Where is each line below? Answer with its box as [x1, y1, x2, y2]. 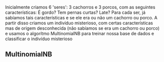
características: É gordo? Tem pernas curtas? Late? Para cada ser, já [5, 9, 146, 15]
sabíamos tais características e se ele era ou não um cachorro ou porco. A [5, 15, 158, 20]
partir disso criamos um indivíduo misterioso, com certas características [5, 20, 153, 26]
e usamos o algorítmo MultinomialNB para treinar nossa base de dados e [5, 31, 154, 36]
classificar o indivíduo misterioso [5, 36, 73, 42]
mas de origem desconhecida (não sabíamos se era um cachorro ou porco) [5, 25, 160, 31]
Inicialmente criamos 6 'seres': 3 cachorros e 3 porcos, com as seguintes [5, 4, 156, 10]
